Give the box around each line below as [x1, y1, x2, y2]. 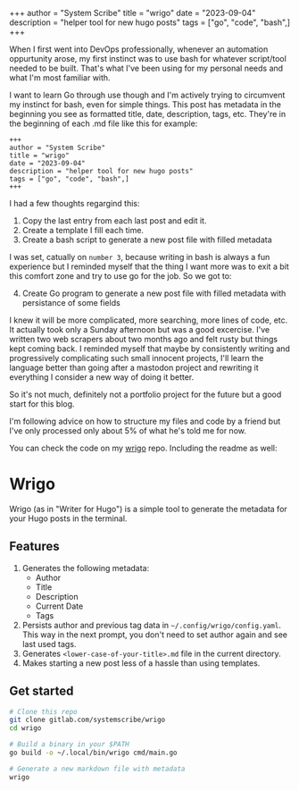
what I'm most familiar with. [9, 72, 111, 83]
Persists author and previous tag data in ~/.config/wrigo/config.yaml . [21, 619, 281, 630]
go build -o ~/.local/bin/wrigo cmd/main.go [9, 748, 178, 758]
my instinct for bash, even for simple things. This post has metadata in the [9, 99, 281, 110]
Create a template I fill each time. [21, 225, 145, 235]
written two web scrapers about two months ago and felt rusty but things [9, 334, 278, 344]
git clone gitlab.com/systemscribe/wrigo [9, 715, 166, 725]
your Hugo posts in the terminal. [9, 513, 128, 524]
